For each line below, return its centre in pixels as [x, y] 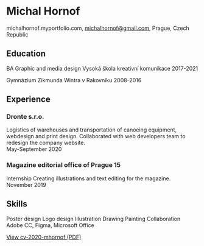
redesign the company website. [46, 143]
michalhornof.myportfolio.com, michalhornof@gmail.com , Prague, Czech [98, 28]
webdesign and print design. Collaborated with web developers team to [96, 136]
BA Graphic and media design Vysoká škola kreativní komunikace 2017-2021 [102, 68]
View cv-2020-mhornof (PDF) [44, 237]
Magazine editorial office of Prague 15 [64, 165]
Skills [17, 204]
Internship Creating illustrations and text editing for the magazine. [89, 178]
